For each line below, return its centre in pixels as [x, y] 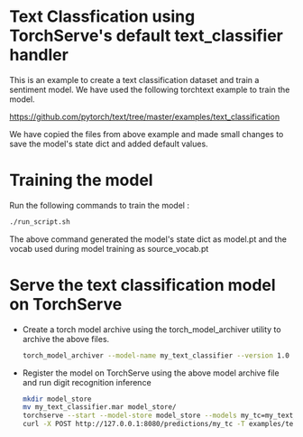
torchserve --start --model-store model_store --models [129, 416]
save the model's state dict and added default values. [109, 144]
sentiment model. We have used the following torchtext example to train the [150, 89]
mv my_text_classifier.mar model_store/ [99, 407]
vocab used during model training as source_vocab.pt [109, 248]
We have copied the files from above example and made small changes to [147, 134]
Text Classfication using [102, 17]
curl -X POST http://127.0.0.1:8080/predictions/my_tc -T [133, 424]
